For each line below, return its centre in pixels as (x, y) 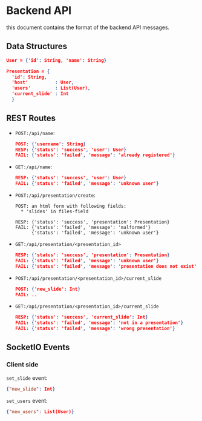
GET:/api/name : (34, 167)
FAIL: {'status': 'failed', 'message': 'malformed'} (83, 228)
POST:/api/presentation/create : (55, 195)
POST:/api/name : (35, 133)
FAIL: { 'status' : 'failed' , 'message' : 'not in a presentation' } (99, 323)
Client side (22, 365)
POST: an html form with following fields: (71, 207)
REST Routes (31, 118)
